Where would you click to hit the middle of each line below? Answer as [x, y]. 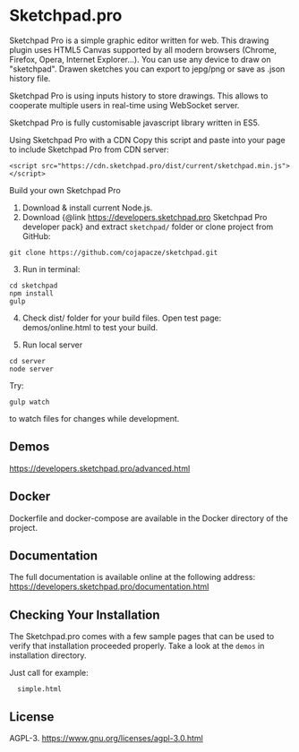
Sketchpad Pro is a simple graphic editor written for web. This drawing [139, 40]
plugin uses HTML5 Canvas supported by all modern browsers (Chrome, [143, 49]
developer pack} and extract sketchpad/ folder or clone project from [148, 226]
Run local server [52, 345]
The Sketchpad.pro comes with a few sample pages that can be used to [142, 637]
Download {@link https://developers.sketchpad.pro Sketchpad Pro [145, 217]
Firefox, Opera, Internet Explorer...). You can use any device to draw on [140, 59]
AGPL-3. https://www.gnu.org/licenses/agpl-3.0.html [106, 738]
